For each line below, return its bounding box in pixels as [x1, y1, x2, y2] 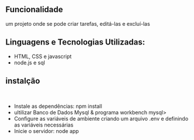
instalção [5, 76, 40, 86]
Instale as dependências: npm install [13, 103, 103, 110]
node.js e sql [13, 59, 45, 66]
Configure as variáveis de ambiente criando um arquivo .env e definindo [13, 115, 189, 122]
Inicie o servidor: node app [13, 128, 79, 135]
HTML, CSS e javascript [13, 53, 72, 60]
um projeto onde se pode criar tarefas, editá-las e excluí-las [5, 20, 151, 27]
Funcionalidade [5, 5, 63, 15]
